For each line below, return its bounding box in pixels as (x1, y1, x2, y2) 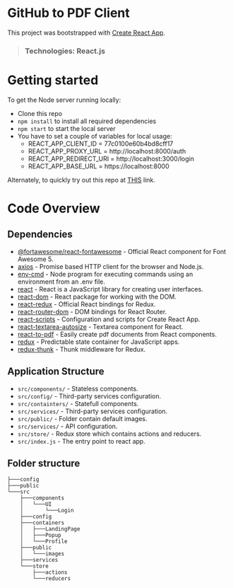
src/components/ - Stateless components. (17, 384, 139, 393)
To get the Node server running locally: (7, 96, 121, 104)
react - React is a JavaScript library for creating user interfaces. (17, 284, 203, 293)
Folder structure (7, 458, 80, 469)
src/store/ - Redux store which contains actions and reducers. (17, 430, 202, 438)
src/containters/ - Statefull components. (17, 399, 139, 408)
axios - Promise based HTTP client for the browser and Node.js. (17, 262, 204, 270)
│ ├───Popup (20, 532, 61, 539)
